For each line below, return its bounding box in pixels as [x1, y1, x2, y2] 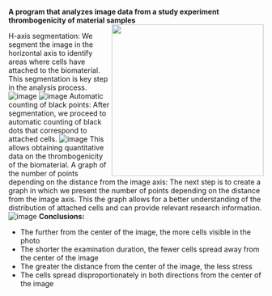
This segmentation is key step [8, 74, 108, 83]
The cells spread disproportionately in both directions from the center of [19, 270, 261, 280]
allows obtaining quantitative [8, 143, 104, 152]
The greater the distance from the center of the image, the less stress [19, 262, 253, 271]
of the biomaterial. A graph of [8, 160, 107, 169]
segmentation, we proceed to [8, 108, 107, 118]
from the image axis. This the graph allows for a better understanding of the [8, 194, 261, 204]
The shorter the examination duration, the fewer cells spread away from [19, 244, 260, 254]
